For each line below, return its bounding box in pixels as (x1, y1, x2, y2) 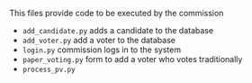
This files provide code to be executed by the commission (9, 8, 224, 18)
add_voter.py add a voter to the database (22, 35, 175, 45)
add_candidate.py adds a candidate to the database (22, 25, 214, 35)
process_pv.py (22, 65, 76, 74)
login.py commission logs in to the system (22, 44, 182, 55)
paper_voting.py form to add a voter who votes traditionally (22, 54, 243, 64)
